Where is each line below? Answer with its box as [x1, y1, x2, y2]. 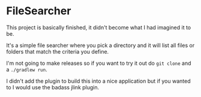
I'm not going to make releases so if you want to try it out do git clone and [6, 60, 191, 67]
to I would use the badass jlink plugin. [6, 83, 100, 90]
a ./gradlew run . [6, 65, 47, 73]
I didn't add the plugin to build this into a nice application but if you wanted [6, 77, 191, 85]
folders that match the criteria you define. [6, 48, 109, 55]
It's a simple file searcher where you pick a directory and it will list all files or [6, 42, 195, 49]
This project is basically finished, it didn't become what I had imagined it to [6, 24, 191, 31]
